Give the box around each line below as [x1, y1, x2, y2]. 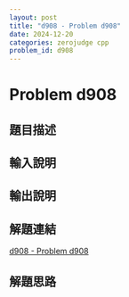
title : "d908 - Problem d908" [9, 21, 122, 30]
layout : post [9, 12, 58, 22]
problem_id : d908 [9, 46, 74, 55]
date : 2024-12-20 [9, 29, 74, 38]
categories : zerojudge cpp [9, 37, 109, 47]
